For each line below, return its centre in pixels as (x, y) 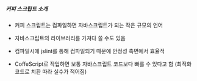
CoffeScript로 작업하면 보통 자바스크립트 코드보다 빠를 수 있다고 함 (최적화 (103, 64)
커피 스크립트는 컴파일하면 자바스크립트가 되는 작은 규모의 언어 (88, 25)
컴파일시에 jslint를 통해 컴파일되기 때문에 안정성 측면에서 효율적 (90, 51)
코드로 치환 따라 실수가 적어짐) (51, 71)
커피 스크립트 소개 (27, 9)
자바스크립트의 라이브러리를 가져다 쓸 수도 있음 (70, 38)
